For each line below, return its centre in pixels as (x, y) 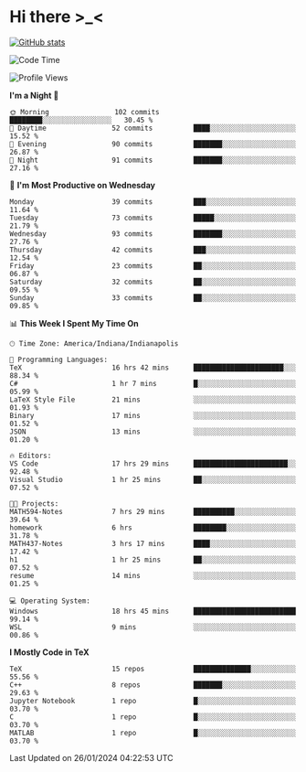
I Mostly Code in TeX (49, 652)
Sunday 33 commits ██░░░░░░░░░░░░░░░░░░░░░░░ (153, 298)
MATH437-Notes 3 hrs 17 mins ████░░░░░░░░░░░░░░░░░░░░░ (153, 543)
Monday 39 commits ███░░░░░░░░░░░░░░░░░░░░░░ (153, 202)
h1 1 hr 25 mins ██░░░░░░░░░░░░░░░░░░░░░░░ (153, 560)
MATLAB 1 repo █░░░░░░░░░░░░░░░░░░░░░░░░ (153, 733)
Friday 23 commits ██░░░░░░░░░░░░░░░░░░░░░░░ (153, 266)
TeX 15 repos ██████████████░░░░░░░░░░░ (153, 669)
